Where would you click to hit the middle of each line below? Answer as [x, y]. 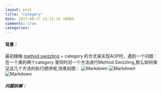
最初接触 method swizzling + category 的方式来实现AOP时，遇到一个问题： [81, 56]
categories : [17, 28]
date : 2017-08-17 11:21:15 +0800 [40, 19]
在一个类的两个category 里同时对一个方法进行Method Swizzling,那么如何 [79, 62]
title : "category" [24, 14]
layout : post [19, 10]
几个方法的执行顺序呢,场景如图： [47, 68]
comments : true [21, 23]
